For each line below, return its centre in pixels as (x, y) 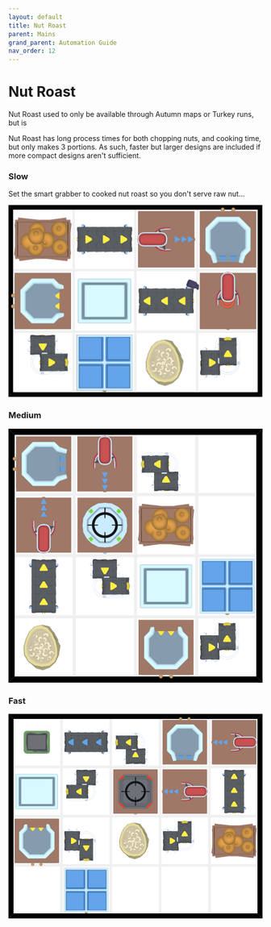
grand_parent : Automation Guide (63, 43)
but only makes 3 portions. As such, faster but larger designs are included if (134, 147)
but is (18, 123)
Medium (25, 415)
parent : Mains (32, 34)
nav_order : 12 (32, 51)
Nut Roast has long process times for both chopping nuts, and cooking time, (135, 139)
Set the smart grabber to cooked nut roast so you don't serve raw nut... (127, 194)
